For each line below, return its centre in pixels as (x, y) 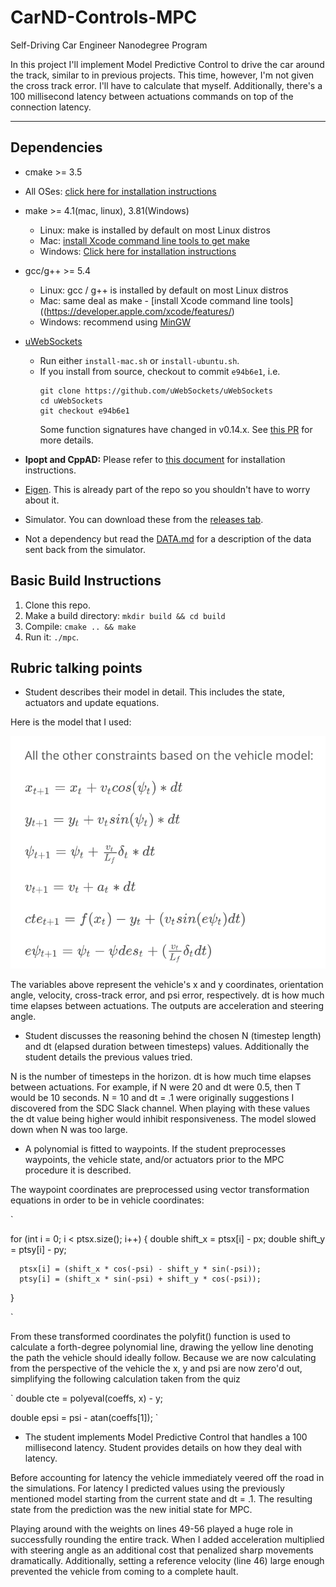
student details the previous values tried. (108, 1057)
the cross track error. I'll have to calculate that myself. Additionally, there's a (166, 85)
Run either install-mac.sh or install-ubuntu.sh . (139, 360)
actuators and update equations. (92, 703)
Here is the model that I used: (71, 722)
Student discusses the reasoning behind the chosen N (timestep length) (173, 1036)
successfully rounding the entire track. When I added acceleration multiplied (167, 1540)
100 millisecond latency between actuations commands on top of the (152, 96)
